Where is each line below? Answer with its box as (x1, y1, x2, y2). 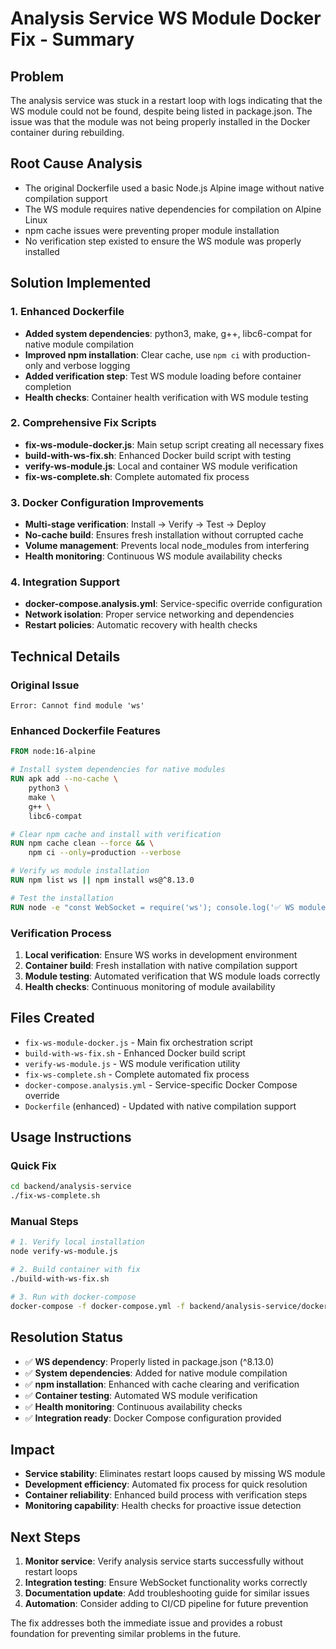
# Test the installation (10, 893, 114, 903)
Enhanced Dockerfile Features (10, 724, 161, 737)
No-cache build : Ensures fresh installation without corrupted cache (24, 529, 304, 541)
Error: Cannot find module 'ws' (10, 701, 145, 711)
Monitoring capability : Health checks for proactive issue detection (24, 1500, 302, 1512)
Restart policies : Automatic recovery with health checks (24, 619, 258, 631)
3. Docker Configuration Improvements (10, 495, 205, 509)
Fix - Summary (10, 28, 135, 51)
